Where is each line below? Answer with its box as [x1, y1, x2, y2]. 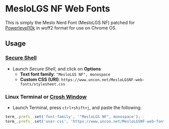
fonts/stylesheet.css [20, 81, 65, 86]
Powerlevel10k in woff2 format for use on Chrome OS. [5, 24, 117, 30]
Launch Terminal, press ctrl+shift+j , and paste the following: [12, 104, 142, 110]
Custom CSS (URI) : [20, 76, 60, 82]
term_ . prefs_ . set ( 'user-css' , [5, 118, 69, 124]
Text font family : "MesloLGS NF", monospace [20, 71, 111, 77]
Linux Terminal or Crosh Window [5, 93, 87, 100]
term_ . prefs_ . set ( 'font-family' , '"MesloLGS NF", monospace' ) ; [5, 114, 141, 119]
